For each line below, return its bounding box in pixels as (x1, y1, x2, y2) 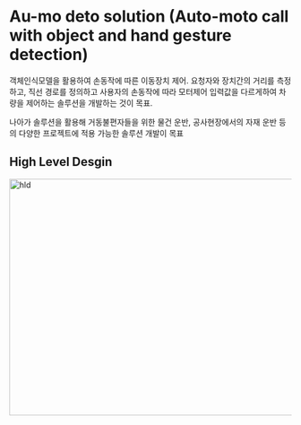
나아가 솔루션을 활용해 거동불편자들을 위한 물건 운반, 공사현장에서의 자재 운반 (9, 117, 278, 127)
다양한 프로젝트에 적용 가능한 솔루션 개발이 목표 (18, 127, 184, 138)
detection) (9, 45, 89, 65)
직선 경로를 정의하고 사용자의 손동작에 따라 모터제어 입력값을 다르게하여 (28, 86, 278, 97)
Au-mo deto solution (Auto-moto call (9, 6, 289, 27)
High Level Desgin (9, 154, 113, 169)
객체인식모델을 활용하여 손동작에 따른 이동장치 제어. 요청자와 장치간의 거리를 (9, 74, 275, 86)
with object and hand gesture (9, 25, 232, 46)
